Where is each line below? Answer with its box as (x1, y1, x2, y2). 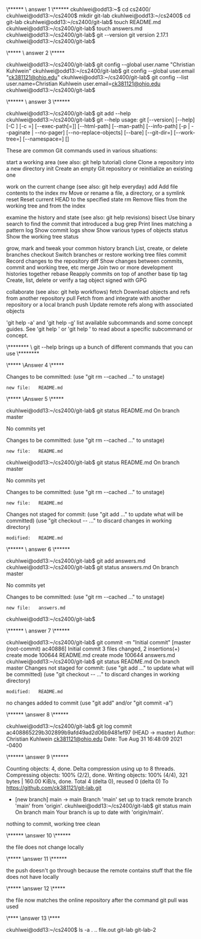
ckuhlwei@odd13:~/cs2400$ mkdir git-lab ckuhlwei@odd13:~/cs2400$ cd (6, 12, 191, 19)
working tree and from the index (6, 202, 86, 209)
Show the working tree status (6, 233, 79, 240)
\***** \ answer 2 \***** (6, 49, 65, 57)
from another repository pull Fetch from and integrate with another (6, 295, 171, 302)
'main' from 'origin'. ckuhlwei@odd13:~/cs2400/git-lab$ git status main (14, 803, 191, 809)
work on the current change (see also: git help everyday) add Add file (6, 183, 178, 190)
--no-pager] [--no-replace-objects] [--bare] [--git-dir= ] (35, 129, 173, 136)
